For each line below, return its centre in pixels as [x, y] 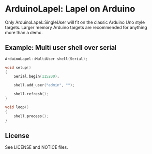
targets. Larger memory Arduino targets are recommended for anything [76, 27]
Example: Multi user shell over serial [61, 48]
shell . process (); [31, 116]
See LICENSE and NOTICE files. [37, 147]
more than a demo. [24, 32]
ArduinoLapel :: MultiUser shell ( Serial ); [46, 59]
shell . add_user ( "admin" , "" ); [44, 85]
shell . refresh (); [31, 94]
